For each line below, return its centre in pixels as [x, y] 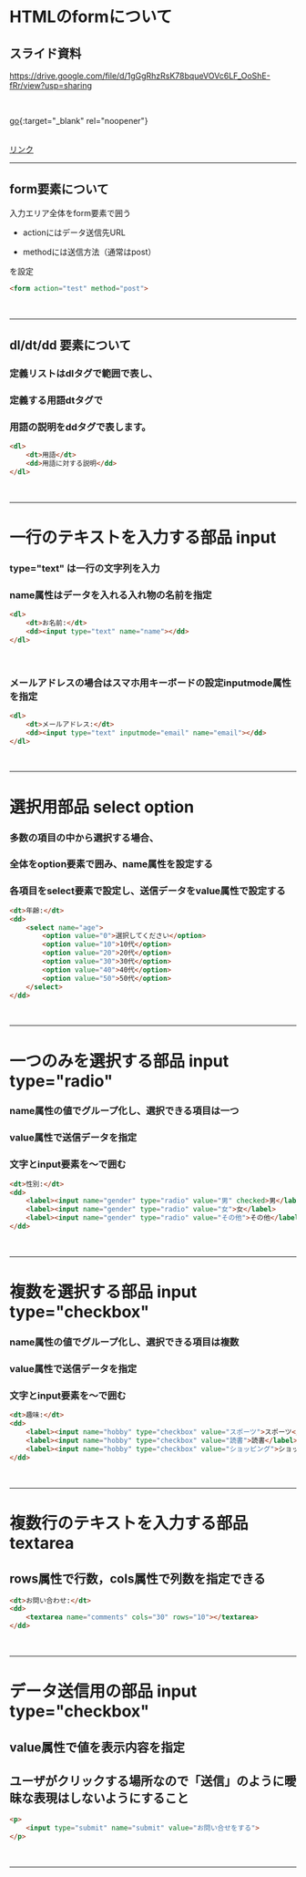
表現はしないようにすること [111, 1798]
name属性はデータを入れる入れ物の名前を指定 [111, 594]
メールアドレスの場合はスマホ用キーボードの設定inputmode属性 [150, 683]
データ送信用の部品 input [103, 1691]
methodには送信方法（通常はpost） [89, 252]
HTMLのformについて [91, 17]
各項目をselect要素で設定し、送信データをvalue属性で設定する [148, 891]
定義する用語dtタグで [56, 400]
